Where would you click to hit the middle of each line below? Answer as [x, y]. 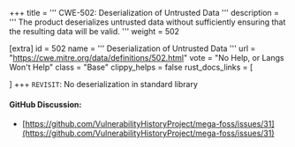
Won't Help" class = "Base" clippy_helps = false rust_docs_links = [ [131, 67]
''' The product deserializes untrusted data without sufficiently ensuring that [147, 22]
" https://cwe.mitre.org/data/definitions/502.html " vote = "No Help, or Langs [147, 58]
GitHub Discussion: [45, 104]
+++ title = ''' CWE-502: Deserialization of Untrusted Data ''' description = [144, 13]
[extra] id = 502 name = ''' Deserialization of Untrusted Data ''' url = [132, 48]
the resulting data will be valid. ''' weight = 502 [94, 31]
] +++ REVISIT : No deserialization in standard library [104, 84]
